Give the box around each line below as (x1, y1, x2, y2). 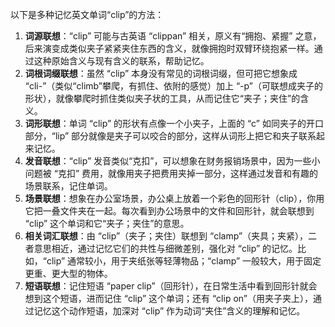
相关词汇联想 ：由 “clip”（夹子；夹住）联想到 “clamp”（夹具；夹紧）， (24, 230, 309, 242)
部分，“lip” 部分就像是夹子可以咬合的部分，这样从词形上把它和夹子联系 (24, 130, 317, 142)
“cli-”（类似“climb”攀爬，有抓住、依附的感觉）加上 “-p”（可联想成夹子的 (24, 80, 323, 92)
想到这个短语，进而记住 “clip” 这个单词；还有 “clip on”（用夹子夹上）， (24, 293, 313, 304)
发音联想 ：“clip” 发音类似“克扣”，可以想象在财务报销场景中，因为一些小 (24, 155, 321, 167)
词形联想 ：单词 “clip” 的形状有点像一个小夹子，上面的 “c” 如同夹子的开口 (24, 118, 324, 129)
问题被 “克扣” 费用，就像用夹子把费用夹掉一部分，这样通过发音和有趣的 (24, 168, 319, 179)
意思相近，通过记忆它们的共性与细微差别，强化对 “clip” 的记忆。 (33, 243, 298, 254)
